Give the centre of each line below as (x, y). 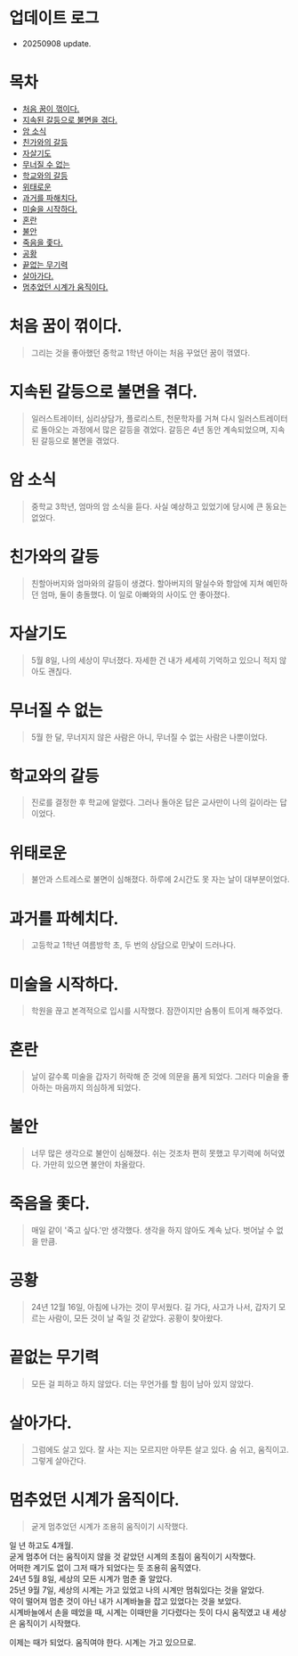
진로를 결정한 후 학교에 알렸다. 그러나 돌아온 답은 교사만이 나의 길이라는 (154, 802)
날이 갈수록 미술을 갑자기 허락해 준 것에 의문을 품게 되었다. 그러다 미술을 (155, 1077)
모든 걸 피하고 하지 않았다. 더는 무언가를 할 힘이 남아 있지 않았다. (142, 1383)
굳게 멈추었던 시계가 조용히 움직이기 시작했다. (109, 1526)
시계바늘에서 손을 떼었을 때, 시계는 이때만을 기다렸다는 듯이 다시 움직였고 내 (140, 1612)
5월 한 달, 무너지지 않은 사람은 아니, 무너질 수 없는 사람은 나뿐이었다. (149, 737)
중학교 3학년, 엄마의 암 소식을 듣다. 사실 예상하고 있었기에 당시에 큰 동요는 (159, 506)
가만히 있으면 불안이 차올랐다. (94, 1165)
